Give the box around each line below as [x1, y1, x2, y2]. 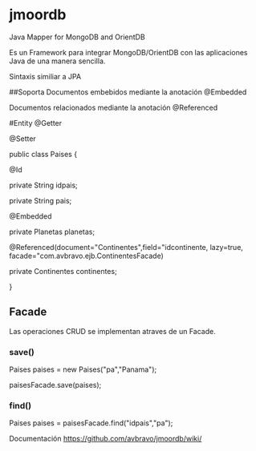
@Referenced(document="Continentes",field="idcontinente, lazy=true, [9, 242, 244, 252]
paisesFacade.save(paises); [9, 381, 102, 390]
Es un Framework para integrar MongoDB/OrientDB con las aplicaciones [9, 47, 248, 57]
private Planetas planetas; [9, 227, 95, 236]
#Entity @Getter [9, 118, 63, 127]
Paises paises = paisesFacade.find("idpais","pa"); [9, 418, 173, 428]
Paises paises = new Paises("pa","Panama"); [9, 364, 157, 374]
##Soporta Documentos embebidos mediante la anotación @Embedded [9, 87, 247, 97]
